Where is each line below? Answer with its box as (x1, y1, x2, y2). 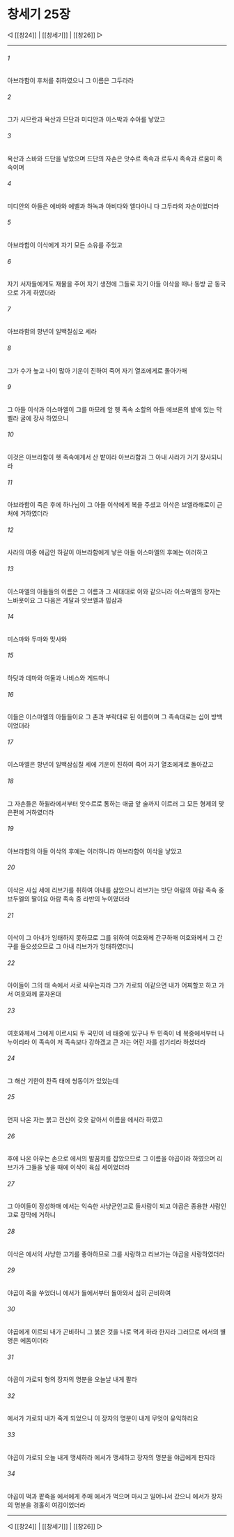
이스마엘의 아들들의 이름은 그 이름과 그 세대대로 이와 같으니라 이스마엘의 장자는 (7, 587, 221, 596)
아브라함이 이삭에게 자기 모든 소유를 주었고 (7, 240, 123, 249)
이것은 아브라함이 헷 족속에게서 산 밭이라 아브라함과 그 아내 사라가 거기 (7, 453, 198, 461)
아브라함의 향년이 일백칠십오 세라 (7, 328, 97, 336)
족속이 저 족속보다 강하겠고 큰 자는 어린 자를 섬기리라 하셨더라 (38, 1038, 206, 1046)
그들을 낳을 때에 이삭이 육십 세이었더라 (25, 1163, 130, 1172)
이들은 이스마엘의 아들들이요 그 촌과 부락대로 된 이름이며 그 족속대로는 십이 (7, 713, 210, 721)
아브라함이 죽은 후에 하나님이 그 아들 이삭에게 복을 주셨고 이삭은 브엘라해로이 (7, 501, 216, 509)
